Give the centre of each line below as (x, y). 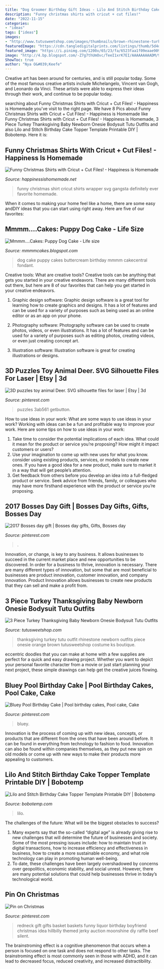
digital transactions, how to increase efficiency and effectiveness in (80, 848)
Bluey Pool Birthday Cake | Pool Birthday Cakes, (79, 685)
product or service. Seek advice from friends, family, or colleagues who (84, 480)
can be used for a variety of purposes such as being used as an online (83, 310)
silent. (23, 936)
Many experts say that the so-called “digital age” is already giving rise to (85, 832)
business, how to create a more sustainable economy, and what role (81, 853)
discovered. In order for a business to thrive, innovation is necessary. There (81, 565)
